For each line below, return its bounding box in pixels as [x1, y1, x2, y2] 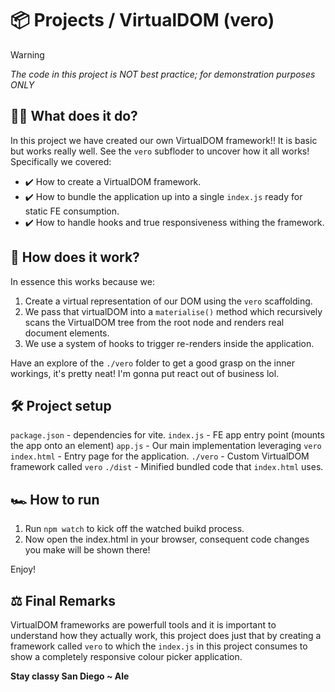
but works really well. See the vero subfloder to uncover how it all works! [10, 145, 310, 157]
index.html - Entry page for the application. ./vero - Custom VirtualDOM [10, 450, 310, 462]
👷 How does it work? [10, 249, 140, 266]
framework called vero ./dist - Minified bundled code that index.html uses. [10, 461, 324, 473]
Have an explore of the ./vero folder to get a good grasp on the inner [10, 357, 295, 369]
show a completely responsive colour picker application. [10, 651, 243, 662]
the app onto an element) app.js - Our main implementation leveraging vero [10, 440, 322, 452]
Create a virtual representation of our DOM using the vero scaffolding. [24, 295, 313, 307]
